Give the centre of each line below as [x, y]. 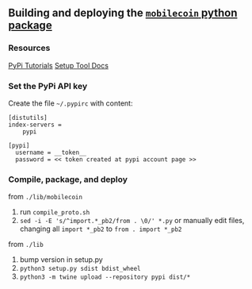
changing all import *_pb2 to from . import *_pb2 [101, 229]
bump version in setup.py [61, 260]
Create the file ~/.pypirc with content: [71, 103]
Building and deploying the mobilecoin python [123, 13]
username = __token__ [51, 152]
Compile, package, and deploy [68, 179]
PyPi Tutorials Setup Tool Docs [59, 65]
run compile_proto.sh [55, 212]
